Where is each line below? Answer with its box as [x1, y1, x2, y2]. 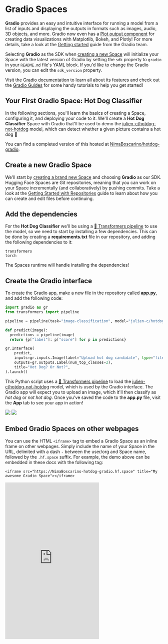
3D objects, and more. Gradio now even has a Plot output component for [5, 31, 155, 37]
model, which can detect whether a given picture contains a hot [29, 126, 161, 132]
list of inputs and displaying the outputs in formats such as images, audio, [5, 25, 157, 31]
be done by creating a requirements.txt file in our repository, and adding [5, 234, 156, 240]
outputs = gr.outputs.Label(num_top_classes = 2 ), [14, 360, 113, 365]
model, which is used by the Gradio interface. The [50, 383, 153, 389]
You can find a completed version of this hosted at [5, 141, 109, 147]
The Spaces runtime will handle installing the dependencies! [5, 262, 129, 268]
